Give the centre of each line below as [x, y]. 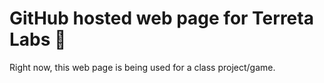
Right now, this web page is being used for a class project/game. [142, 67]
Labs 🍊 [38, 39]
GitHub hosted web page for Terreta [161, 18]
